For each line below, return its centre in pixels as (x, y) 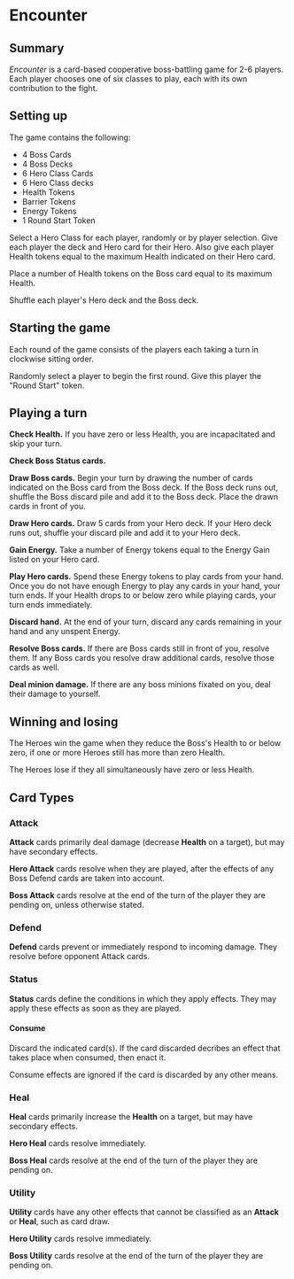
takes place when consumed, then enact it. (88, 1057)
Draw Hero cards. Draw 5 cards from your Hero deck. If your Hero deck (140, 523)
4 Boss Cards (47, 154)
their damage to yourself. (55, 694)
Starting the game (60, 328)
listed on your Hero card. (54, 560)
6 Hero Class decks (58, 182)
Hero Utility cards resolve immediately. (81, 1239)
